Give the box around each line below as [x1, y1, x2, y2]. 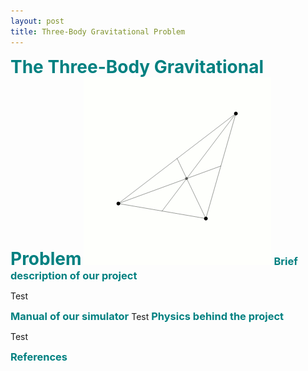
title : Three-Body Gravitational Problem [10, 26, 186, 37]
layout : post [10, 16, 65, 26]
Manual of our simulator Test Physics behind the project [10, 309, 285, 323]
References [10, 350, 68, 364]
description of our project [10, 268, 138, 282]
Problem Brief [10, 247, 298, 270]
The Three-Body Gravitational [10, 55, 264, 78]
